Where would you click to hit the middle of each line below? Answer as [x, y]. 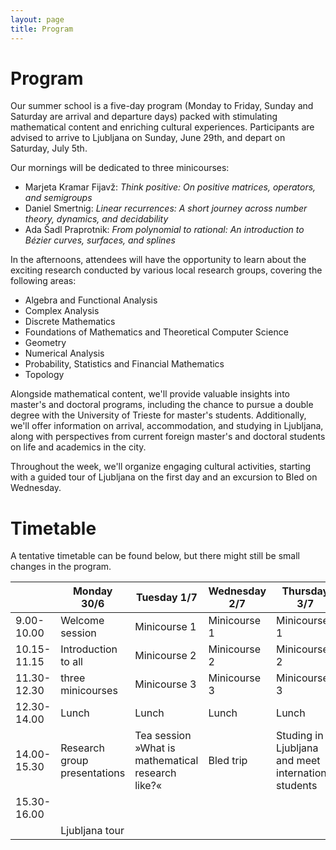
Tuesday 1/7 [166, 598]
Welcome [82, 621]
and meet [298, 761]
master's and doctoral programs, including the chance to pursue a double [162, 405]
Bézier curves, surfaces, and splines [100, 240]
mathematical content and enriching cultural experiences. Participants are [162, 127]
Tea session [163, 736]
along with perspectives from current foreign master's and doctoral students [168, 437]
